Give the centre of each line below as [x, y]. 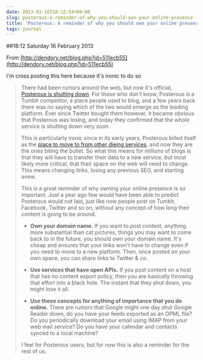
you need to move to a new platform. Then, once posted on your [110, 252]
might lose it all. [50, 289]
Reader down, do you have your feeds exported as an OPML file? [111, 314]
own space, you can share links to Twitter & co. [89, 258]
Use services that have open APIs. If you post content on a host [111, 270]
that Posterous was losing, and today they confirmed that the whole [105, 120]
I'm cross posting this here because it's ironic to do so [74, 76]
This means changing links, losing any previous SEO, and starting [102, 170]
